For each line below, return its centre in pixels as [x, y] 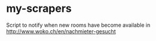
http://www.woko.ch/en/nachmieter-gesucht [61, 31]
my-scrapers [39, 9]
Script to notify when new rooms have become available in [78, 25]
